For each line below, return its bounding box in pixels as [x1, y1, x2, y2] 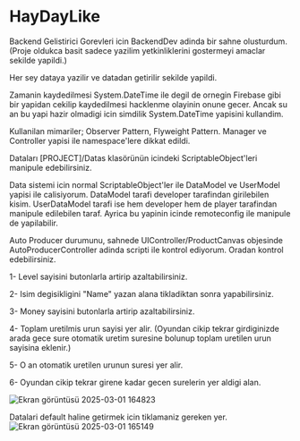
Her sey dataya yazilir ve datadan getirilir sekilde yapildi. [9, 72, 218, 82]
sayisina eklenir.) [9, 342, 72, 352]
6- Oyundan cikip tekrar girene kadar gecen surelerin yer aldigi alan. [9, 377, 261, 387]
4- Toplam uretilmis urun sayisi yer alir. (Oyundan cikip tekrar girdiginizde [9, 323, 279, 334]
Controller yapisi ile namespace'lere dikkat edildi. [9, 135, 191, 146]
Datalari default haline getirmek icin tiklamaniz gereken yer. [9, 411, 228, 422]
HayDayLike [9, 6, 101, 27]
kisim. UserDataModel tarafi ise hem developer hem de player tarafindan [9, 199, 278, 209]
